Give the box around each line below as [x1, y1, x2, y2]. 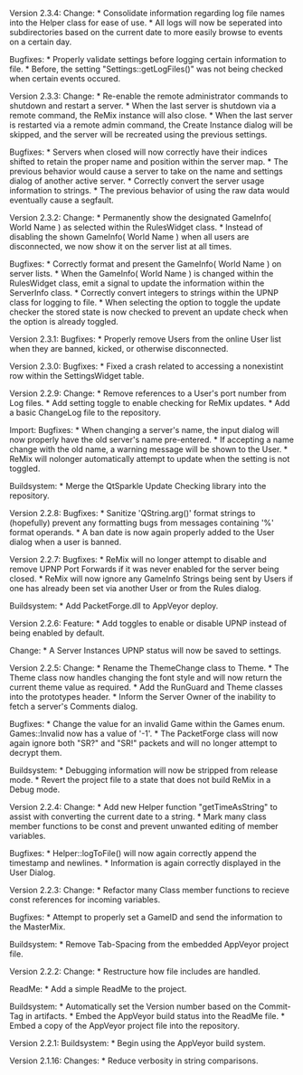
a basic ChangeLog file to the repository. [9, 407, 161, 418]
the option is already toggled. [9, 316, 119, 326]
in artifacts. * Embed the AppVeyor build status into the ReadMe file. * [25, 1011, 285, 1021]
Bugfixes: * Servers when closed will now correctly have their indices [9, 146, 269, 157]
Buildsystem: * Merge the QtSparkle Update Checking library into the [9, 481, 267, 491]
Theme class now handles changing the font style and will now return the [9, 673, 283, 683]
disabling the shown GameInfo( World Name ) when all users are [9, 231, 250, 242]
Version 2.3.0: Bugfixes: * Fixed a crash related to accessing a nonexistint [9, 361, 284, 372]
